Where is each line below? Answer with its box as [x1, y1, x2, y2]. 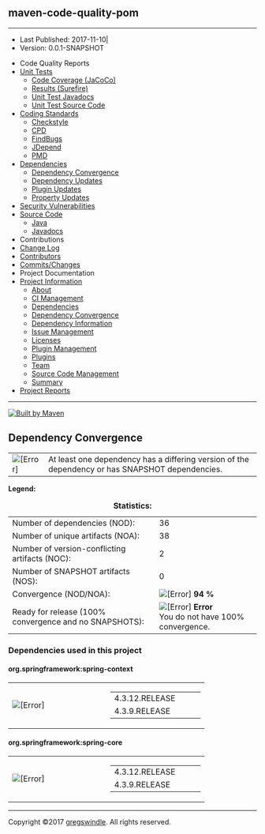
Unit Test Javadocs [31, 92, 95, 101]
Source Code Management [31, 369, 120, 378]
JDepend [31, 142, 62, 152]
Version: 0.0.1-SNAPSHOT [19, 43, 105, 52]
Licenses [31, 335, 62, 344]
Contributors [19, 251, 62, 261]
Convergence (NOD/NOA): [12, 588, 110, 599]
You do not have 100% [159, 611, 244, 622]
